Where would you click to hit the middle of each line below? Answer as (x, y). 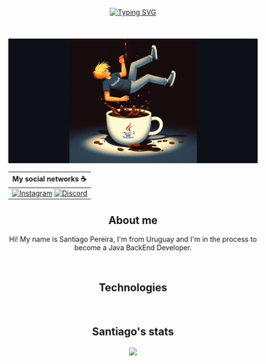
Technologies (133, 288)
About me (133, 220)
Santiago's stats (133, 332)
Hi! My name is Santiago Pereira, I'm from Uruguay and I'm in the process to (133, 239)
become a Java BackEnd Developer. (133, 248)
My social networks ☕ (49, 179)
